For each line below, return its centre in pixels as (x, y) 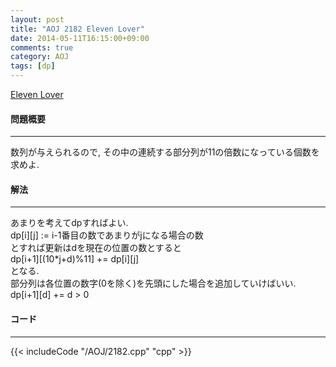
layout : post (37, 19)
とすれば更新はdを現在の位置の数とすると (96, 248)
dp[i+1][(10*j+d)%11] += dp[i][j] (75, 259)
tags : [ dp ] (33, 66)
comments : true (42, 47)
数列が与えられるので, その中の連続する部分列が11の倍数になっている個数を (165, 152)
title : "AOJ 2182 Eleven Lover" (77, 29)
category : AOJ (40, 57)
